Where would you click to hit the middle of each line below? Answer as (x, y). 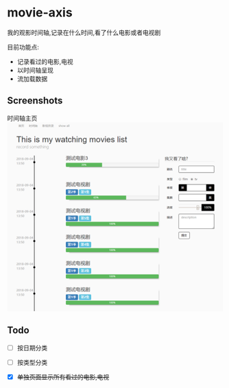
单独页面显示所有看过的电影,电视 (63, 377)
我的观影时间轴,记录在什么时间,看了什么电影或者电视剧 (84, 32)
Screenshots (35, 101)
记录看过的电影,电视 (45, 61)
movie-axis (40, 13)
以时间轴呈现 (35, 70)
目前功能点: (23, 47)
